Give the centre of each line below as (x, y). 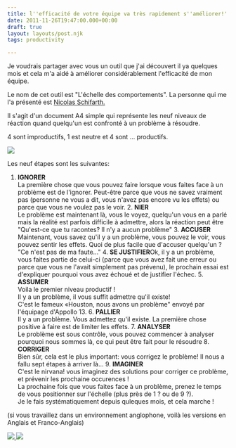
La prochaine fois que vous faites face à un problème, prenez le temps (119, 387)
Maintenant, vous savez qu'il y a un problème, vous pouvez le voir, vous (122, 237)
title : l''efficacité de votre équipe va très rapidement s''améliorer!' (118, 14)
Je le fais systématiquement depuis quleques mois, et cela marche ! (116, 402)
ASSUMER (33, 282)
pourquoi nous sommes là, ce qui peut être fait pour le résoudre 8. (113, 342)
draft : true (25, 27)
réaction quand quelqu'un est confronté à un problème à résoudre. (104, 123)
